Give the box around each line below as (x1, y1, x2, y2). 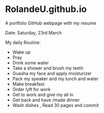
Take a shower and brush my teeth (12, 65, 84, 71)
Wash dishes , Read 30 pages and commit (12, 102, 99, 108)
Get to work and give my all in (12, 91, 74, 97)
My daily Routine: (5, 39, 41, 45)
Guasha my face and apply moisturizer (12, 70, 92, 76)
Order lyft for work (12, 86, 51, 92)
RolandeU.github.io (5, 3, 87, 15)
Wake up (12, 49, 31, 55)
